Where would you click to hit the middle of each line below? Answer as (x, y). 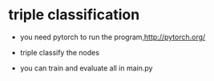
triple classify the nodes (60, 52)
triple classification (74, 15)
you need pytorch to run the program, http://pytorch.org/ (113, 37)
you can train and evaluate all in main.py (86, 68)
